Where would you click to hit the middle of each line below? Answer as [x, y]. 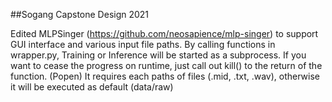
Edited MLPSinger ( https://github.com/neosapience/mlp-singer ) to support [164, 33]
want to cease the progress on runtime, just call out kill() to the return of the [166, 65]
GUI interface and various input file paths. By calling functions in [143, 44]
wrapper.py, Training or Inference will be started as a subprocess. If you [158, 55]
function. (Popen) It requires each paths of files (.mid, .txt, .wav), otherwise [165, 76]
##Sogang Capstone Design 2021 [80, 14]
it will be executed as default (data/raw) [92, 87]
